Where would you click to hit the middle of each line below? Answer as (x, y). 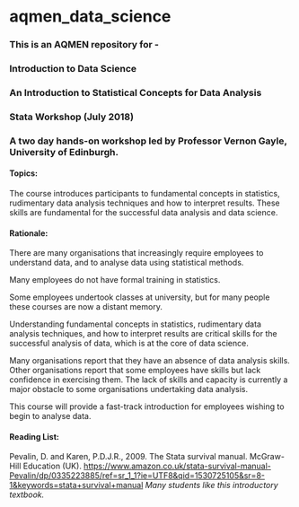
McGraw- (267, 457)
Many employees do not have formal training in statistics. (115, 280)
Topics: (24, 173)
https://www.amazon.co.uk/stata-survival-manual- (178, 466)
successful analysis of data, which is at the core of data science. (129, 344)
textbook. (27, 494)
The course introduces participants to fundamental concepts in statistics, (145, 193)
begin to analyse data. (50, 416)
